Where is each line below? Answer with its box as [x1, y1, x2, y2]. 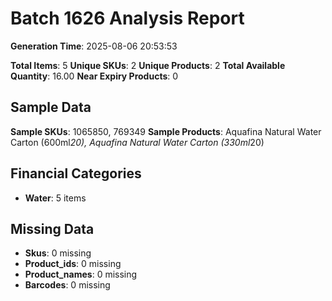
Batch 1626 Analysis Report [10, 7, 245, 30]
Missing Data [10, 220, 95, 237]
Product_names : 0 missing [24, 268, 138, 281]
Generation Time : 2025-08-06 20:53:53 [10, 40, 178, 52]
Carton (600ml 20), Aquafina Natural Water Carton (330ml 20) [10, 136, 265, 148]
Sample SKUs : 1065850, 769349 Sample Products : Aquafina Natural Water [10, 125, 322, 137]
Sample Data [10, 99, 92, 116]
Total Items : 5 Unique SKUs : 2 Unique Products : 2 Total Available [10, 59, 286, 71]
